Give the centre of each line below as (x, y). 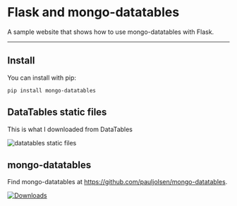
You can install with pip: (42, 78)
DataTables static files (57, 113)
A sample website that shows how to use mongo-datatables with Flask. (111, 32)
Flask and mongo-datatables (93, 12)
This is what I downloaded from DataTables (70, 129)
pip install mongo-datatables (52, 90)
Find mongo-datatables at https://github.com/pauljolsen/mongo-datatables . (117, 182)
